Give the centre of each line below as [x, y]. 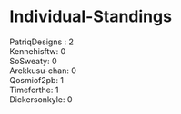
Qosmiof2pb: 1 [37, 80]
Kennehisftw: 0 [38, 51]
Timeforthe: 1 [34, 90]
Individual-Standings [91, 17]
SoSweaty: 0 [33, 61]
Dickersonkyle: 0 [41, 99]
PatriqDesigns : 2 [42, 42]
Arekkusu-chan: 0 [43, 71]
